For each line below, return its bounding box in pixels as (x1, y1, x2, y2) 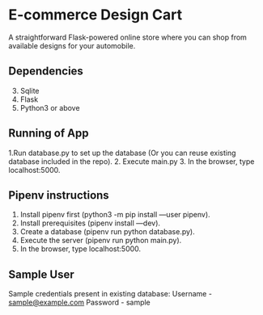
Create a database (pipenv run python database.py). (19, 227, 196, 237)
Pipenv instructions (8, 188, 109, 202)
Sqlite (19, 86, 40, 95)
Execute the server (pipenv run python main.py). (19, 236, 182, 246)
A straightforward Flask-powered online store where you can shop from (8, 32, 247, 42)
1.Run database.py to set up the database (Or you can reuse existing (8, 148, 236, 157)
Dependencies (8, 65, 83, 78)
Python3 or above (19, 103, 80, 112)
